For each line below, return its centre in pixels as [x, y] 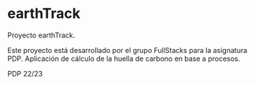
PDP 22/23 [25, 73]
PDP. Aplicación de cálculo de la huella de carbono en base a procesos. [124, 58]
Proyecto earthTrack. [41, 35]
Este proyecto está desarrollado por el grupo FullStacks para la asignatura [128, 50]
